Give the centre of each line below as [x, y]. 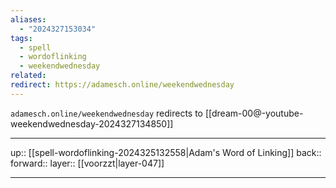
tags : [21, 38]
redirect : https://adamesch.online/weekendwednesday [122, 85]
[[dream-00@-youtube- [254, 113]
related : [28, 76]
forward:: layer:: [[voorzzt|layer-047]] [87, 163]
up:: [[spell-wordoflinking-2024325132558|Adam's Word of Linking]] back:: [166, 152]
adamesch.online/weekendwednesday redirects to [107, 113]
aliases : [28, 19]
